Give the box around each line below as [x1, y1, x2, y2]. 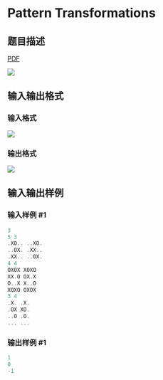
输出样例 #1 [7, 337, 46, 347]
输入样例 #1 [7, 210, 46, 220]
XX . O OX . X [7, 273, 37, 280]
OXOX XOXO [7, 266, 37, 273]
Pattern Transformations [7, 5, 157, 21]
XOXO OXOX [7, 286, 37, 293]
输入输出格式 [7, 90, 64, 102]
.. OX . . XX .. [7, 247, 43, 254]
